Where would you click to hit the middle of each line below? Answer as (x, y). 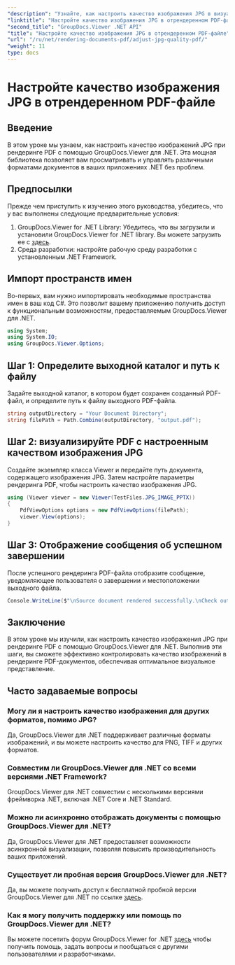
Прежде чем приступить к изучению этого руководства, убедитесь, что (115, 206)
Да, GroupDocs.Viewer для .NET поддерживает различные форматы (109, 735)
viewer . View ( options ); (53, 517)
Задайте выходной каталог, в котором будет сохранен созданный (106, 393)
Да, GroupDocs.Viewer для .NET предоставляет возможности (99, 841)
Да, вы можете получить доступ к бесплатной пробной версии (102, 889)
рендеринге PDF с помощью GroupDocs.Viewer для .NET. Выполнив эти (115, 647)
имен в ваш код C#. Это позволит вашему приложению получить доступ (116, 303)
